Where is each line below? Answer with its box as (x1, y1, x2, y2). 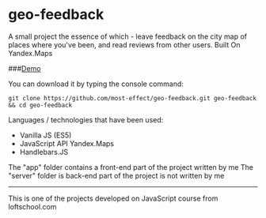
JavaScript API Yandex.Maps (19, 138, 115, 148)
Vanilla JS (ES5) (19, 130, 72, 140)
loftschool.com (8, 201, 57, 211)
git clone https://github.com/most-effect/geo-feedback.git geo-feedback (8, 94, 257, 102)
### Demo (8, 63, 41, 73)
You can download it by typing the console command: (8, 79, 184, 88)
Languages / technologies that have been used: (8, 115, 164, 124)
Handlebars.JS (19, 147, 69, 156)
